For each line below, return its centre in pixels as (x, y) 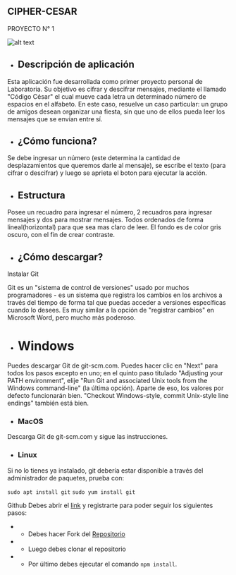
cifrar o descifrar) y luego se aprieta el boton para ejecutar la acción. (107, 173)
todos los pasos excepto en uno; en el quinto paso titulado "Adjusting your (115, 373)
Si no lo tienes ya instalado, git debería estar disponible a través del (105, 470)
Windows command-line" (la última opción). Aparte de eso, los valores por (116, 388)
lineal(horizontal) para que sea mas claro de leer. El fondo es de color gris (114, 227)
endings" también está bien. (48, 403)
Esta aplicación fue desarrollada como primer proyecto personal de (105, 81)
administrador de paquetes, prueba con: (66, 478)
